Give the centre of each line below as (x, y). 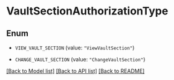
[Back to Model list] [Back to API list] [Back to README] (76, 71)
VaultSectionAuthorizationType (87, 11)
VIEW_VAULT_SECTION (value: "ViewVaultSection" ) (75, 48)
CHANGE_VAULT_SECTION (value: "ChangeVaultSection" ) (80, 59)
